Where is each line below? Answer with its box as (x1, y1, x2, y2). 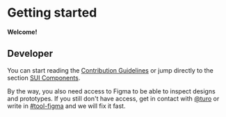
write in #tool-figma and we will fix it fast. (7, 102, 126, 110)
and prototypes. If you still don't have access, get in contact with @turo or (7, 94, 220, 102)
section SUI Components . (7, 73, 81, 82)
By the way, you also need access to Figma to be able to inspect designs (7, 87, 216, 95)
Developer (7, 48, 54, 60)
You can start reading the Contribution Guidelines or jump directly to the (7, 66, 214, 74)
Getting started (7, 5, 97, 21)
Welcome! (7, 28, 38, 36)
